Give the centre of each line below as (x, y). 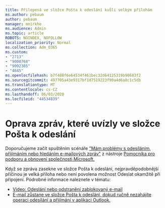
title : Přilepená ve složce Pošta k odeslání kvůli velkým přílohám (79, 10)
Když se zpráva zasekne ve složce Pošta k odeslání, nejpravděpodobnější (82, 169)
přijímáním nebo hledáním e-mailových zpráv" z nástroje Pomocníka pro (80, 154)
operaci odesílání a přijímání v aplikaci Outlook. (62, 200)
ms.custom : (17, 52)
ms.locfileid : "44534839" (32, 99)
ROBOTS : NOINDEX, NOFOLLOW (34, 38)
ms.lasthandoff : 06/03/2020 (35, 94)
